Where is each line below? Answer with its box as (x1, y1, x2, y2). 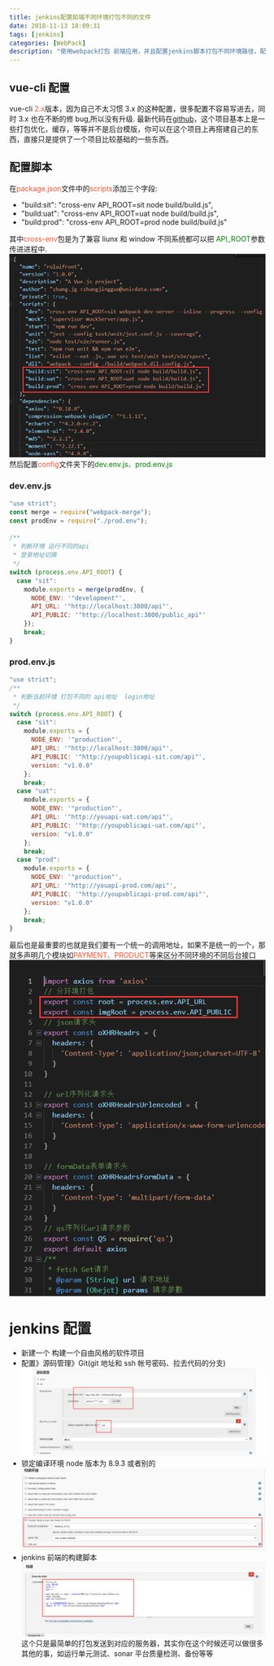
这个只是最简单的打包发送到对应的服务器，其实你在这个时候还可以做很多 (20, 1638, 263, 1648)
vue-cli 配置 (9, 81, 70, 94)
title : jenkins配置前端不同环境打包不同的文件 (9, 13, 151, 21)
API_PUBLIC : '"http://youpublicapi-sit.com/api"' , (30, 753, 207, 761)
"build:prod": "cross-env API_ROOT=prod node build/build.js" (20, 216, 228, 227)
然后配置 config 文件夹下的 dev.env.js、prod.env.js (9, 459, 173, 469)
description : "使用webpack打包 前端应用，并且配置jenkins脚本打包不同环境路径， (9, 47, 261, 56)
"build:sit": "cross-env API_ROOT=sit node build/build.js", (20, 199, 214, 209)
